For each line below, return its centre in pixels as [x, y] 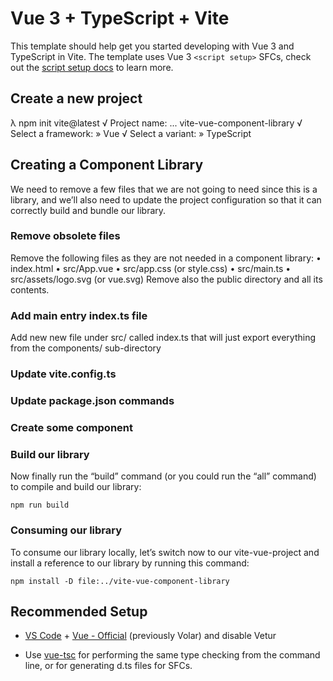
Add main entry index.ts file [79, 315]
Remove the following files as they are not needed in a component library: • [166, 258]
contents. [30, 289]
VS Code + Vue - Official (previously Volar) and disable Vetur [150, 636]
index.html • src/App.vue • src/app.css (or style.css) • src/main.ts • [151, 268]
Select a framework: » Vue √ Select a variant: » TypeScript [131, 133]
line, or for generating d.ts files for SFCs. [108, 666]
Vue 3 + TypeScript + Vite [120, 18]
